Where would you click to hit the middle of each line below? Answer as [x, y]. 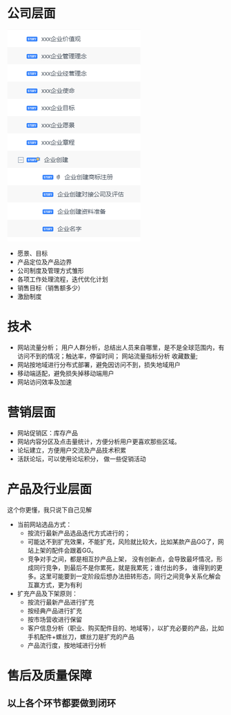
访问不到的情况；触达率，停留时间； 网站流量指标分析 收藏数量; [107, 356]
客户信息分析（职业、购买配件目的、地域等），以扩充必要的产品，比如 [125, 628]
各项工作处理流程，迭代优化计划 [62, 279]
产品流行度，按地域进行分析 [67, 645]
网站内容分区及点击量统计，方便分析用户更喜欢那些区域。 [99, 441]
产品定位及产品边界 [44, 262]
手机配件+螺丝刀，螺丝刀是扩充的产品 [81, 636]
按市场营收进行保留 [55, 619]
